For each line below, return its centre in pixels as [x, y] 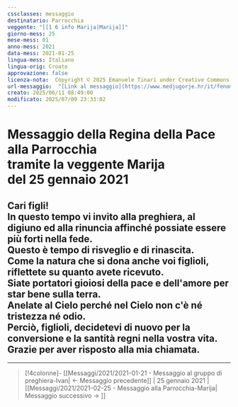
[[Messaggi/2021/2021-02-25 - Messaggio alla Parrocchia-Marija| [121, 388]
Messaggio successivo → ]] [65, 396]
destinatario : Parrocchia [45, 21]
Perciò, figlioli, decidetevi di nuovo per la [99, 327]
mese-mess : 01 [28, 40]
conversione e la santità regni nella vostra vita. [113, 338]
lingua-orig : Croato [38, 67]
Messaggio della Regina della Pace [112, 134]
